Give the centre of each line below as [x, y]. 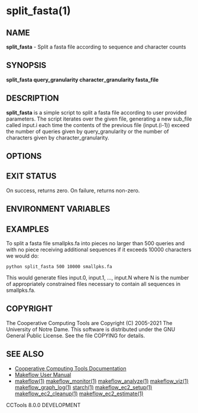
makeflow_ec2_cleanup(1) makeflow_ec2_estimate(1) [79, 394]
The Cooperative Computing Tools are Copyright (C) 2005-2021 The [89, 323]
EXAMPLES [27, 229]
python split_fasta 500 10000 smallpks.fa [59, 267]
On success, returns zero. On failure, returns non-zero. [73, 190]
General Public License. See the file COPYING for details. [76, 336]
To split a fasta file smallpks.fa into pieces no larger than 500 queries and [95, 243]
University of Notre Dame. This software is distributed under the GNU [91, 329]
